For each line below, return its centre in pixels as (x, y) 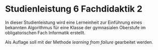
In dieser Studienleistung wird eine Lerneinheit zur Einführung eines (74, 22)
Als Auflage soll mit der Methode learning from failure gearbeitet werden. (79, 42)
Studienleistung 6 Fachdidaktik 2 (74, 9)
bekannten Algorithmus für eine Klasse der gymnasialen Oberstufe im (76, 27)
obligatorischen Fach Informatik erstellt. (45, 33)
